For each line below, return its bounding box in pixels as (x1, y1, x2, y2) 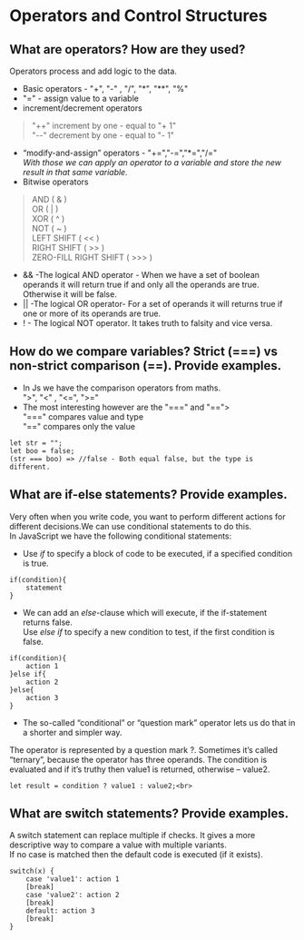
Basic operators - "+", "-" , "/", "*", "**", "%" (22, 84, 189, 94)
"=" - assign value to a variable (22, 93, 139, 104)
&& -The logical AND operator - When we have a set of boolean (22, 270, 260, 280)
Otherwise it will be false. (22, 289, 118, 300)
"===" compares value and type (22, 411, 143, 422)
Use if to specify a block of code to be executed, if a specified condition (22, 548, 293, 559)
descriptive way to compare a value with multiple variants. (9, 839, 227, 850)
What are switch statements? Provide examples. (9, 806, 289, 822)
